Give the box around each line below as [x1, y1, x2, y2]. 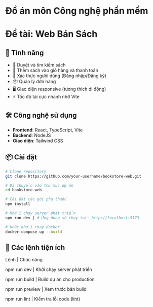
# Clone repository [5, 169, 47, 174]
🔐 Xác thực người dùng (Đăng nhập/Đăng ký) [12, 73, 107, 79]
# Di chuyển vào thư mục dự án [5, 183, 73, 188]
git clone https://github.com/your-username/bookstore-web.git [5, 174, 142, 179]
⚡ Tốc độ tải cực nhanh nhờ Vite [12, 94, 80, 100]
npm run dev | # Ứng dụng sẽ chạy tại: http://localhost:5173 [5, 215, 139, 220]
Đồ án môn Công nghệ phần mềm [5, 5, 148, 17]
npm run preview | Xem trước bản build [5, 286, 87, 292]
